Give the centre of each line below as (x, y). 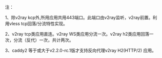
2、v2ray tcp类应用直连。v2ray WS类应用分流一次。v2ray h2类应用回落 (77, 34)
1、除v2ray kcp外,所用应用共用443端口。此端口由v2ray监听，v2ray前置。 (79, 18)
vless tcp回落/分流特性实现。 (38, 24)
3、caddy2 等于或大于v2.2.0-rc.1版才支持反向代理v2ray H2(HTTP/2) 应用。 (81, 50)
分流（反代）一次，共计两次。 (43, 40)
